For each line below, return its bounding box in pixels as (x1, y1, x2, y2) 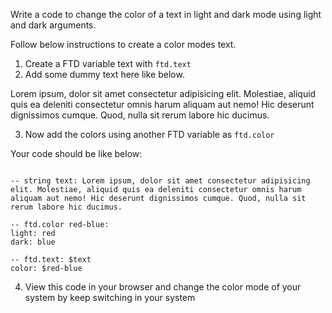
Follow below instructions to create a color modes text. (10, 39, 237, 50)
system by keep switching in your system (24, 292, 196, 303)
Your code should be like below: (10, 148, 143, 159)
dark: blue (10, 237, 56, 247)
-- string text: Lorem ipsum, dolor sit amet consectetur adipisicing (10, 176, 311, 186)
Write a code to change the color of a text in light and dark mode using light (10, 9, 322, 20)
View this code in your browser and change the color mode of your (24, 281, 302, 293)
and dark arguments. (10, 19, 97, 31)
